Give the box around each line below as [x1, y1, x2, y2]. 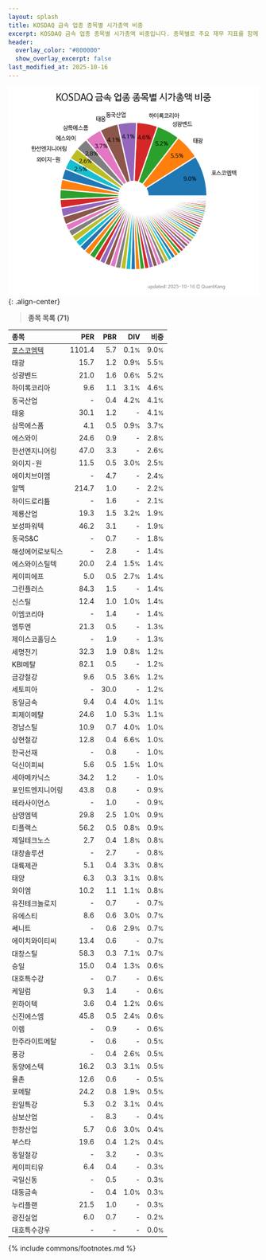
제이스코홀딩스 [11, 634, 57, 644]
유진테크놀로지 [11, 898, 57, 908]
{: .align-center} [8, 296, 61, 306]
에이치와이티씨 [11, 936, 57, 945]
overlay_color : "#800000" [15, 46, 102, 55]
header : [8, 38, 34, 46]
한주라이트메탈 [11, 1036, 57, 1047]
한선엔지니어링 [11, 446, 57, 456]
